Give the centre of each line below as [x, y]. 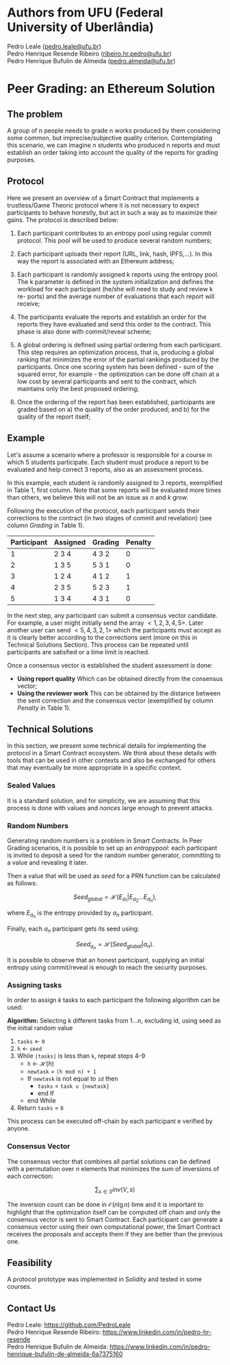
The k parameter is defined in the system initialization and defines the [115, 281]
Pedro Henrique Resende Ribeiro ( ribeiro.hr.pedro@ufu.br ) [90, 54]
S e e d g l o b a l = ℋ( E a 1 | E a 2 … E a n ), [115, 898]
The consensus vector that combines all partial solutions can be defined [109, 1161]
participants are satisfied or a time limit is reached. [78, 652]
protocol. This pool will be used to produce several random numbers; [114, 240]
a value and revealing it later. [48, 862]
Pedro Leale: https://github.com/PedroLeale [69, 1325]
